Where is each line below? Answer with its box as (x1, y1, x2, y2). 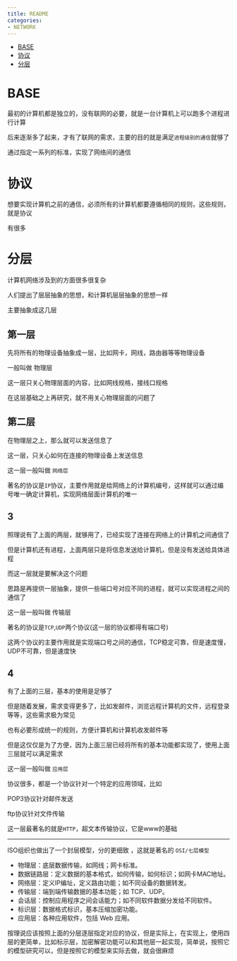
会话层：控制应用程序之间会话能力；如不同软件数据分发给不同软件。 (17, 896, 216, 905)
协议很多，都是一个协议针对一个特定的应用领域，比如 (7, 780, 162, 788)
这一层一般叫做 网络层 (7, 466, 68, 475)
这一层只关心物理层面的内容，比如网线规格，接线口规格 (7, 379, 168, 386)
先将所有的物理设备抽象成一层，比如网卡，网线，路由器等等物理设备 (7, 348, 205, 357)
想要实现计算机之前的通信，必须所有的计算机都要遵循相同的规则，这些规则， (7, 200, 230, 209)
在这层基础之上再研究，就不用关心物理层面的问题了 (7, 393, 156, 402)
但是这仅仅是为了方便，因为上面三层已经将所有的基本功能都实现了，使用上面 (7, 741, 230, 749)
